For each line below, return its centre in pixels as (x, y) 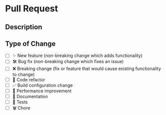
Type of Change (30, 43)
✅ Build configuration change (42, 85)
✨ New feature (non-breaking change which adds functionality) (77, 56)
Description (24, 27)
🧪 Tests (20, 102)
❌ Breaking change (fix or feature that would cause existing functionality (87, 69)
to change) (23, 74)
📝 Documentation (30, 96)
